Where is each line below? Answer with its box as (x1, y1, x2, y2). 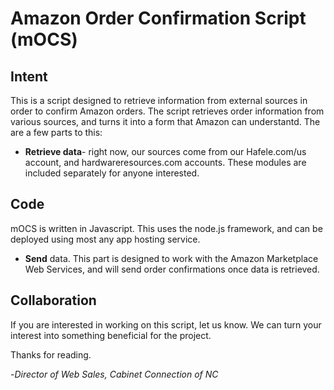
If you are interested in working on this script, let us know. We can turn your (10, 318, 322, 331)
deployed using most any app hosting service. (10, 233, 201, 245)
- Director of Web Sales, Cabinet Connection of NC (10, 368, 219, 380)
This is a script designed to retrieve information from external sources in (10, 95, 308, 106)
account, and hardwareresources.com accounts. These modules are (24, 157, 307, 168)
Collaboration (10, 292, 97, 309)
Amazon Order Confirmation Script (10, 7, 307, 30)
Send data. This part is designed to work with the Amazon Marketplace (24, 252, 319, 264)
